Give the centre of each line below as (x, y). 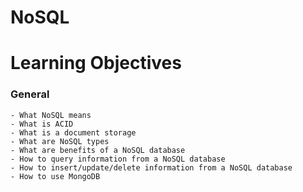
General (30, 94)
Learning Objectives (96, 63)
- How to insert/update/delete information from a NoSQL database (151, 167)
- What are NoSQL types (60, 141)
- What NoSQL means (51, 115)
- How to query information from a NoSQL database (118, 159)
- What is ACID (42, 124)
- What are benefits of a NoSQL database (98, 150)
